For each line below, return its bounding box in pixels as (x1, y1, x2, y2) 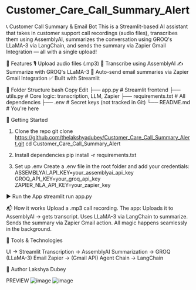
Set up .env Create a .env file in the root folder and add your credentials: (14, 162, 190, 170)
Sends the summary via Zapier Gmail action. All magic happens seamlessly (6, 219, 188, 226)
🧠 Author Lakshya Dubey (6, 265, 66, 272)
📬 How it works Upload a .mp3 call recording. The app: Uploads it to (6, 204, 174, 211)
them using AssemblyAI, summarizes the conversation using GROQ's (6, 36, 173, 43)
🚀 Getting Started (6, 116, 48, 123)
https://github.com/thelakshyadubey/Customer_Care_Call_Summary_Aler (14, 134, 190, 141)
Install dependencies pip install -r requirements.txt (14, 151, 137, 158)
